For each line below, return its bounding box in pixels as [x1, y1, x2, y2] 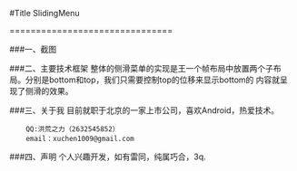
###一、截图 [9, 44, 57, 54]
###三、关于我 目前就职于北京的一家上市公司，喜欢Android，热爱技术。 [9, 105, 280, 116]
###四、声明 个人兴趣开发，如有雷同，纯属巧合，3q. [9, 151, 206, 162]
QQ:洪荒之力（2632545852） [25, 125, 120, 134]
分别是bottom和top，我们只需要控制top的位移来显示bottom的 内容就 [25, 74, 281, 85]
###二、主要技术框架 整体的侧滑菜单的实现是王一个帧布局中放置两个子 [9, 63, 274, 73]
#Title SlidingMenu [9, 8, 80, 18]
